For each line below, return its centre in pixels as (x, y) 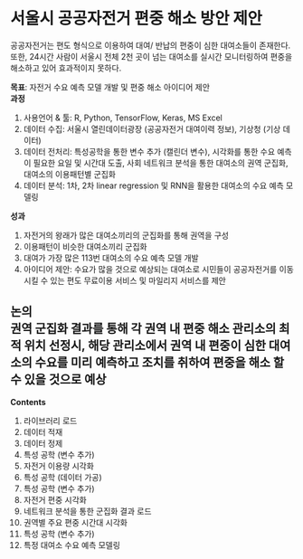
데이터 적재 (43, 431)
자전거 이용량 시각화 (58, 466)
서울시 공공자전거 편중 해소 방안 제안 (137, 19)
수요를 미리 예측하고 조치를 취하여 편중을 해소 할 (160, 363)
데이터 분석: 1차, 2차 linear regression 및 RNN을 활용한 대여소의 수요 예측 (153, 185)
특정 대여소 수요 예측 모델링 (72, 545)
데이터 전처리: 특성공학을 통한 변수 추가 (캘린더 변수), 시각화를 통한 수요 (149, 151)
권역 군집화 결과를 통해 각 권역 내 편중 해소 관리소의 (143, 329)
